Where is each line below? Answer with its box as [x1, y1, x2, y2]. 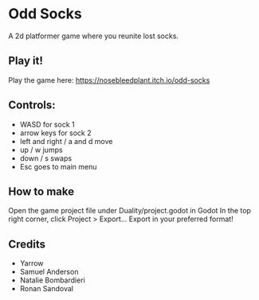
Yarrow [19, 259, 44, 268]
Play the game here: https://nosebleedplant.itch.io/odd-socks [8, 75, 210, 84]
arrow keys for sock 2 [19, 128, 92, 138]
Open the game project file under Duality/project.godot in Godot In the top [8, 206, 251, 216]
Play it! [8, 54, 44, 68]
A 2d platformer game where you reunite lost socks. [8, 31, 179, 41]
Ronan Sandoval [19, 284, 74, 294]
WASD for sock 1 [19, 119, 75, 129]
